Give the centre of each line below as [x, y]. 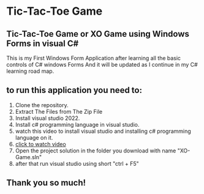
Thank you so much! [46, 183]
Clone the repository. [42, 105]
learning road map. [30, 71]
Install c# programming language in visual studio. [77, 124]
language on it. [34, 137]
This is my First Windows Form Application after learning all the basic [94, 58]
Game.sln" [28, 157]
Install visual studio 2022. [47, 118]
